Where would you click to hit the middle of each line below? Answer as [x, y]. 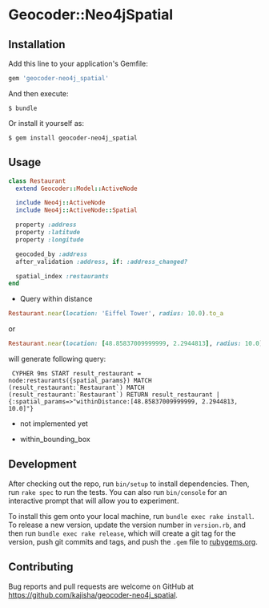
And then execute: [38, 93]
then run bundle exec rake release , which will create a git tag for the [122, 533]
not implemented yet [54, 424]
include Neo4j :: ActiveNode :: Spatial [76, 210]
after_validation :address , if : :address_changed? [102, 261]
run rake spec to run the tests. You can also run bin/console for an [118, 492]
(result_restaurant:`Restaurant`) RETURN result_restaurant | [114, 395]
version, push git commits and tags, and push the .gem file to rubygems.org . [133, 541]
